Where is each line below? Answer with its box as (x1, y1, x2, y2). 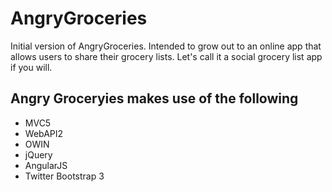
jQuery (24, 148, 53, 161)
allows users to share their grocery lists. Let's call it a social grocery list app (10, 50, 323, 62)
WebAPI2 (24, 127, 64, 139)
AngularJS (24, 159, 68, 171)
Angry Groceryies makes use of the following (10, 90, 299, 107)
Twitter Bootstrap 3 (24, 170, 105, 182)
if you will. (10, 61, 53, 73)
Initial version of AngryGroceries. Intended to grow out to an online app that (10, 40, 322, 52)
